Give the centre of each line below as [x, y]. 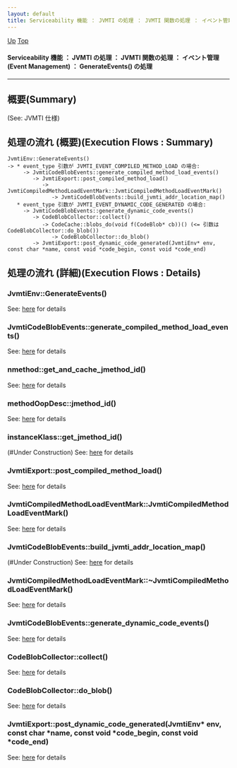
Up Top [18, 40]
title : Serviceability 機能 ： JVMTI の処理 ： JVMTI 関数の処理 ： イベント [115, 20]
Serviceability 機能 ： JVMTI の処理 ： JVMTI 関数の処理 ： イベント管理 [114, 58]
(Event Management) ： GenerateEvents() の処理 [80, 66]
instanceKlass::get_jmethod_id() [65, 437]
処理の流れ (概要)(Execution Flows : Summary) [110, 142]
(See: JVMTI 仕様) [34, 118]
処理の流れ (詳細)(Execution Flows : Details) [104, 273]
